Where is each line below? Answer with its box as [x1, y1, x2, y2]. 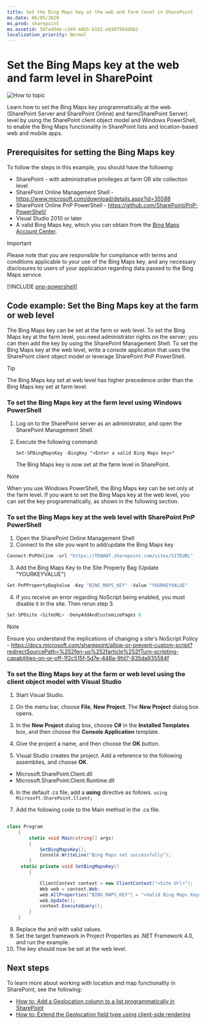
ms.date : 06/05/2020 [7, 15, 60, 21]
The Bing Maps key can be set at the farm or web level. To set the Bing [7, 326, 185, 334]
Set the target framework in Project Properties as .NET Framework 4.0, [15, 932, 194, 939]
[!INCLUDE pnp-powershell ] [7, 283, 78, 290]
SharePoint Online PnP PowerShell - [15, 201, 107, 209]
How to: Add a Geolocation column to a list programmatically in [15, 998, 175, 1005]
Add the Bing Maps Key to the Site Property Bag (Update [15, 564, 159, 571]
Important [7, 239, 32, 247]
